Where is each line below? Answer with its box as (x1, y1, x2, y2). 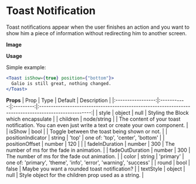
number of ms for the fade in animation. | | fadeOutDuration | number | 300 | (6, 146, 191, 154)
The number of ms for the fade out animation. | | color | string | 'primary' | (6, 152, 184, 159)
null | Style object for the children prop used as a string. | (6, 171, 144, 178)
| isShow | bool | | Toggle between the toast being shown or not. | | (6, 128, 168, 135)
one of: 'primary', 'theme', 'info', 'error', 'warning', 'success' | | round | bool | (6, 159, 191, 166)
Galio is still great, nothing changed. (11, 80, 111, 86)
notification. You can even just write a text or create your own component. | (6, 121, 188, 128)
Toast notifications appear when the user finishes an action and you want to (6, 23, 190, 30)
